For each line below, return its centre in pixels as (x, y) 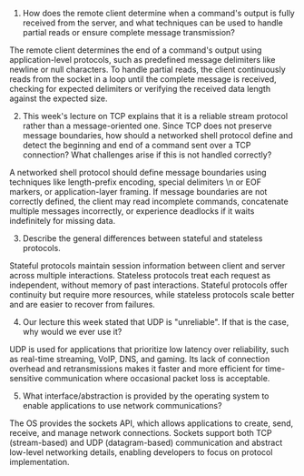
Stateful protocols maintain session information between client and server (147, 266)
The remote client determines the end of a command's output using (136, 50)
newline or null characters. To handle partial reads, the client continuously (147, 69)
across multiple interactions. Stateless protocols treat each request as (140, 275)
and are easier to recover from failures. (83, 304)
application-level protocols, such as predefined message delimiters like (142, 60)
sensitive (26, 378)
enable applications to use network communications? (122, 405)
